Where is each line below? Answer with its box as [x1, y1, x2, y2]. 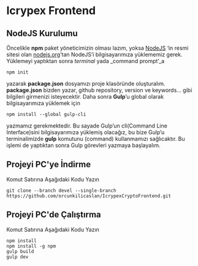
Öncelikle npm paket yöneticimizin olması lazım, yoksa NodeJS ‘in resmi [6, 44, 189, 51]
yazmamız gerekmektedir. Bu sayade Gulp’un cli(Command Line [6, 122, 167, 129]
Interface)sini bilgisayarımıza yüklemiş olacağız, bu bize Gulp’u [6, 129, 165, 135]
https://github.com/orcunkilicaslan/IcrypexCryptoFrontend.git [6, 192, 172, 199]
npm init [6, 69, 29, 75]
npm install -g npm [6, 243, 56, 249]
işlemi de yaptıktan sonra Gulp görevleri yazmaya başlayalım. [6, 142, 161, 149]
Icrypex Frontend [6, 4, 96, 18]
